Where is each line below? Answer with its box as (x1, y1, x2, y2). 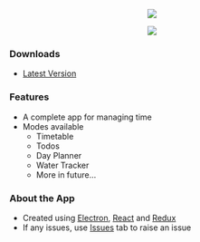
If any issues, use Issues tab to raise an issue (22, 222, 192, 233)
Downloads (9, 47, 61, 60)
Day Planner (35, 150, 82, 160)
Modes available (22, 121, 84, 131)
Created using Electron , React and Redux (22, 212, 176, 223)
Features (9, 91, 50, 103)
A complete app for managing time (22, 111, 152, 122)
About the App (9, 191, 75, 204)
